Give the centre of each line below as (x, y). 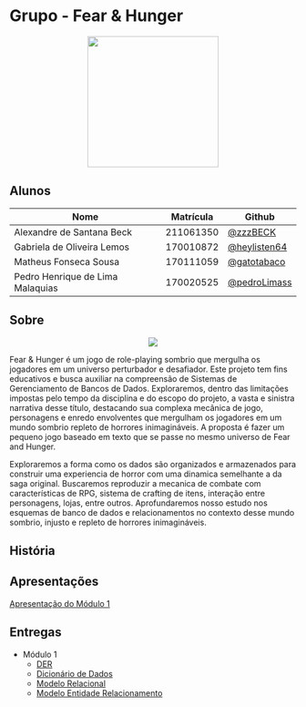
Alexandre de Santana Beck (73, 231)
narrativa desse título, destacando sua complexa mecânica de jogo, (137, 407)
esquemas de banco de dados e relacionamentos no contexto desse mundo (152, 512)
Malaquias (36, 288)
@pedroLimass (260, 282)
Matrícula (192, 217)
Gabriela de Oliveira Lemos (72, 247)
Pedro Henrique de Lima (66, 276)
